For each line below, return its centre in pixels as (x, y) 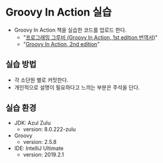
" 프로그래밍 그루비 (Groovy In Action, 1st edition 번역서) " (90, 37)
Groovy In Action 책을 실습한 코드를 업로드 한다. (70, 30)
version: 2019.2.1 (43, 154)
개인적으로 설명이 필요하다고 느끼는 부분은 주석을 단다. (77, 87)
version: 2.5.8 (40, 142)
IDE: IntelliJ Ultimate (39, 148)
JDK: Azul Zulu (32, 122)
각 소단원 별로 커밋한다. (41, 80)
